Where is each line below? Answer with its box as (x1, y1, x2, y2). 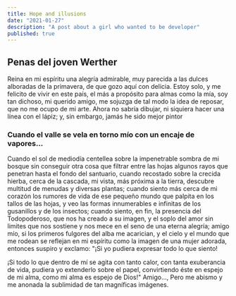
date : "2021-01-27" (7, 17, 65, 24)
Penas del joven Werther (7, 56, 118, 68)
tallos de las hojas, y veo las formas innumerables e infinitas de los (7, 199, 201, 208)
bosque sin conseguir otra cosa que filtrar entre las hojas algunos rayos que (7, 162, 228, 171)
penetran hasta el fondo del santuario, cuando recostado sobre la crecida (7, 170, 221, 178)
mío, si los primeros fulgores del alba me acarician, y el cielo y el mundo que (7, 230, 230, 238)
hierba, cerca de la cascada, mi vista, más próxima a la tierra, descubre (7, 177, 215, 185)
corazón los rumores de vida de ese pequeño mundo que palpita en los (7, 192, 215, 201)
